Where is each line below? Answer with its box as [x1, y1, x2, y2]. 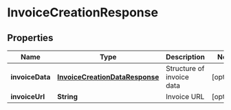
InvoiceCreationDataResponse [57, 72, 159, 81]
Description [166, 53, 205, 61]
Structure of [166, 64, 205, 73]
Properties [7, 32, 54, 44]
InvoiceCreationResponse [7, 5, 159, 20]
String [57, 92, 78, 101]
